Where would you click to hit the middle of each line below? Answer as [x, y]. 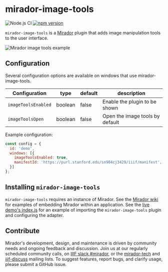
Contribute [22, 231]
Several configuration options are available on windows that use [71, 75]
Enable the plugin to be [129, 101]
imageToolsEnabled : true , [41, 158]
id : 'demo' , [22, 148]
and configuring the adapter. [34, 215]
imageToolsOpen [26, 119]
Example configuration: [29, 134]
